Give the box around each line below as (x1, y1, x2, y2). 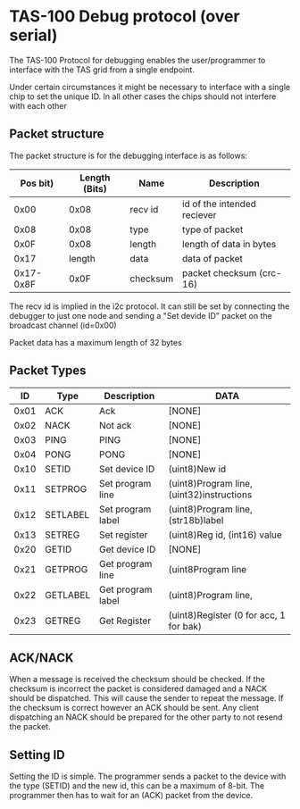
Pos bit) (20, 177, 54, 189)
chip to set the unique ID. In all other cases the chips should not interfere (9, 91, 277, 102)
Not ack (98, 419, 132, 431)
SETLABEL (44, 508, 90, 521)
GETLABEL (44, 588, 91, 601)
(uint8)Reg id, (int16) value (168, 529, 283, 541)
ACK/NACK (9, 650, 74, 665)
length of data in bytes (181, 238, 277, 250)
